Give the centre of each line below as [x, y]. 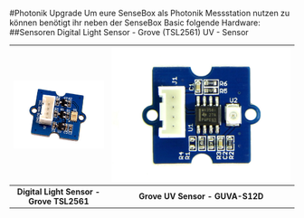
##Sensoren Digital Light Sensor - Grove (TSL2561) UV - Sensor [129, 32]
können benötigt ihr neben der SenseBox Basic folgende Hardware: [135, 23]
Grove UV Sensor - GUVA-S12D [201, 196]
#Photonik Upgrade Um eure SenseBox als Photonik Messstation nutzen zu [150, 13]
